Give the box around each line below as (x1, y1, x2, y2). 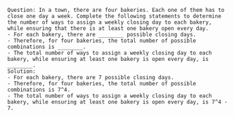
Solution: (7, 68, 37, 75)
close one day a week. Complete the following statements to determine (7, 13, 221, 20)
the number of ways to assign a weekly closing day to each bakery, (7, 19, 212, 26)
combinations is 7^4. (7, 86, 71, 93)
